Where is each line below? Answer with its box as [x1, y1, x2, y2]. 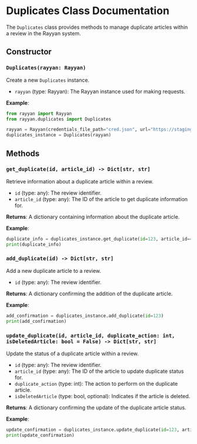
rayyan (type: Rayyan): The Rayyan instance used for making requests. [14, 88, 186, 95]
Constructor [6, 47, 52, 57]
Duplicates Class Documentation [6, 4, 170, 18]
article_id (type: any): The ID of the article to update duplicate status [14, 368, 184, 375]
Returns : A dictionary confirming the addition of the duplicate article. [6, 290, 173, 297]
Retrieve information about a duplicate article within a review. [6, 178, 154, 185]
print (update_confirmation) [6, 432, 75, 438]
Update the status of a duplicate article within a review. [6, 350, 139, 357]
